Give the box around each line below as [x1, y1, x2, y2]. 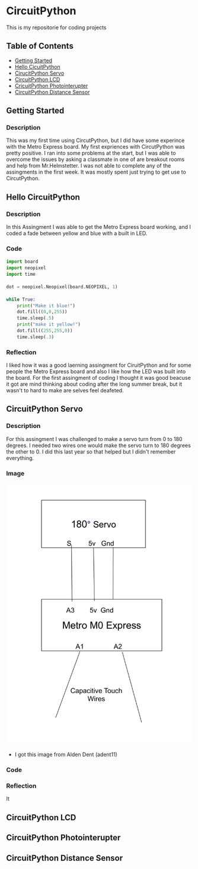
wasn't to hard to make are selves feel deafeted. [6, 387, 124, 394]
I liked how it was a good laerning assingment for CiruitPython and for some [6, 361, 191, 369]
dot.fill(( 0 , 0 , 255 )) [17, 309, 68, 315]
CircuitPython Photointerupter [6, 833, 121, 843]
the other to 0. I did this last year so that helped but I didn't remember [6, 448, 176, 455]
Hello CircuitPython [6, 192, 80, 202]
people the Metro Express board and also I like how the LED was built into [6, 368, 186, 375]
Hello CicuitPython [14, 63, 60, 70]
